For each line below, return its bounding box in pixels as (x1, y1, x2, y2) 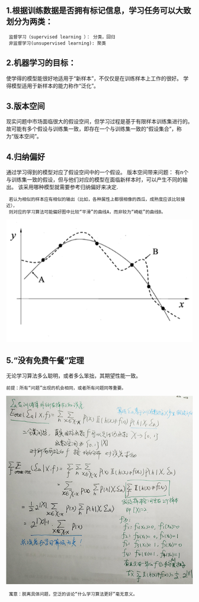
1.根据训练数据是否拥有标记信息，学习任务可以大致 (6, 5, 191, 16)
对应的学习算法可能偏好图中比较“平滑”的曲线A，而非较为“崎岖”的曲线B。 (13, 209, 166, 215)
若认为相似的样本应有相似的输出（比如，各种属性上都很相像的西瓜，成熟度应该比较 (8, 196, 181, 203)
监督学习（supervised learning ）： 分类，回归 (8, 34, 115, 40)
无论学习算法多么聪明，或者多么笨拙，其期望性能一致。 (6, 372, 141, 380)
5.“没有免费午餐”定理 (6, 355, 85, 365)
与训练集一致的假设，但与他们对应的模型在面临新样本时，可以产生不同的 (6, 176, 182, 183)
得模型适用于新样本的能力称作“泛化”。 (6, 82, 99, 89)
